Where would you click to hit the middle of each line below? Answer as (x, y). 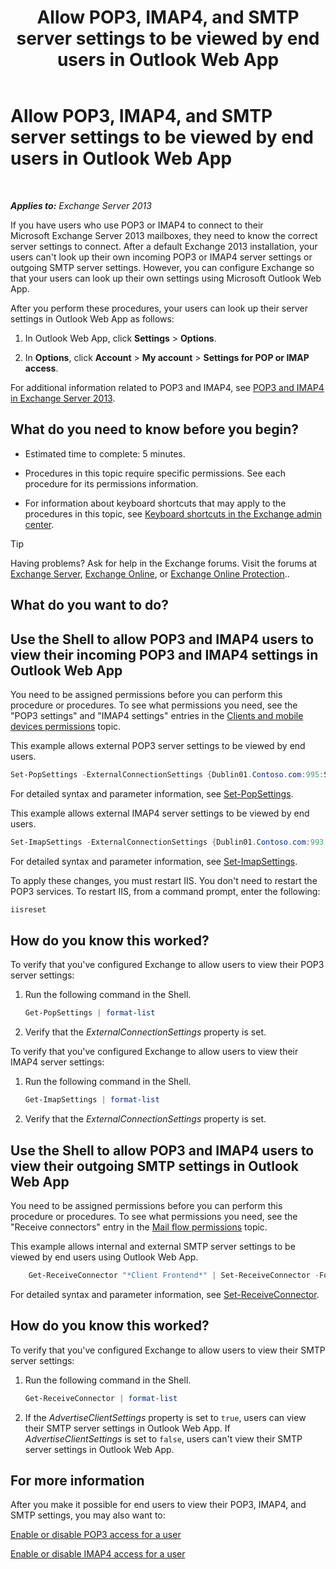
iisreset (28, 909)
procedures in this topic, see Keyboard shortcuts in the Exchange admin (173, 513)
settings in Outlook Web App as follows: (92, 318)
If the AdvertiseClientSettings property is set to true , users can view (165, 1417)
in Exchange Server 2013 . (63, 398)
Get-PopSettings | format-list (90, 1013)
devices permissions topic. (66, 726)
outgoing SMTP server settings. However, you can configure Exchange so (162, 267)
